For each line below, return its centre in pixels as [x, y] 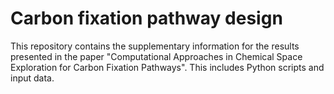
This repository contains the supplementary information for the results [155, 46]
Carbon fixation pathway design [146, 18]
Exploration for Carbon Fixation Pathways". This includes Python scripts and [167, 67]
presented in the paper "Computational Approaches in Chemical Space [156, 56]
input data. [32, 78]
